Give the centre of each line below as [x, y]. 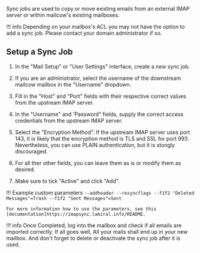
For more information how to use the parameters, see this [81, 209]
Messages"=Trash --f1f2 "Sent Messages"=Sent [64, 198]
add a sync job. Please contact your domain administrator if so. [84, 33]
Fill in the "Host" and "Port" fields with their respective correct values [101, 96]
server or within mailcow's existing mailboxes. [63, 15]
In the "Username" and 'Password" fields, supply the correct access [99, 114]
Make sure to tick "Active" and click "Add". [67, 181]
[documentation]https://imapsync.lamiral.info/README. [76, 214]
